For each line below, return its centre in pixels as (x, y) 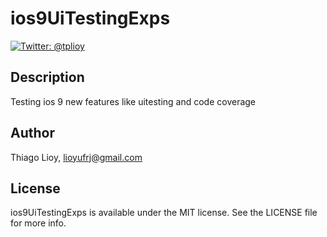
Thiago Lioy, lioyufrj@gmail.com (76, 157)
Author (32, 133)
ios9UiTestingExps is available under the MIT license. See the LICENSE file (164, 213)
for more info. (38, 223)
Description (47, 77)
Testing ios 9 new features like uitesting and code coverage (133, 101)
